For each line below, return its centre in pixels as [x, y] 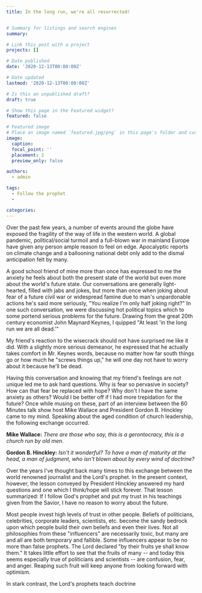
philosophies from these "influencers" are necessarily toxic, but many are [97, 533]
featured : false [26, 116]
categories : [21, 210]
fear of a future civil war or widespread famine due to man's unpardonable [99, 297]
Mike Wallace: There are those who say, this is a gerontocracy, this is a [95, 434]
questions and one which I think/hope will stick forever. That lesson [90, 490]
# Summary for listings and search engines [62, 28]
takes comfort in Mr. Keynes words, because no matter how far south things [100, 353]
